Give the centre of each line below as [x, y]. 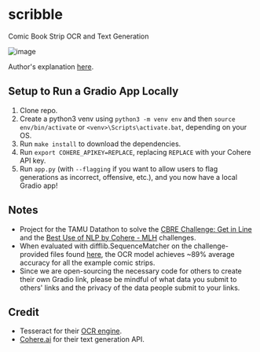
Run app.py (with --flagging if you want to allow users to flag [119, 169]
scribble [35, 15]
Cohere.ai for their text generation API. [82, 339]
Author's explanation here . [51, 66]
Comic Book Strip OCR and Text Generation [79, 36]
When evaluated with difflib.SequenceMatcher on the [106, 246]
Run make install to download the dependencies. [100, 144]
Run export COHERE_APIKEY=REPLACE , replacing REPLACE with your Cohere [135, 152]
